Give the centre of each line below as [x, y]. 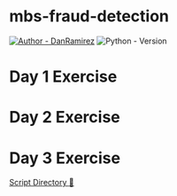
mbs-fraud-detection [89, 16]
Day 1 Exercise [63, 77]
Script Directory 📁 [42, 183]
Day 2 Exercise [65, 118]
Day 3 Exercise [65, 158]
